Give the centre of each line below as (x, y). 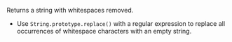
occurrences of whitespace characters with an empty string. (104, 31)
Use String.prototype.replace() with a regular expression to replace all (121, 23)
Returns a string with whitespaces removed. (70, 10)
